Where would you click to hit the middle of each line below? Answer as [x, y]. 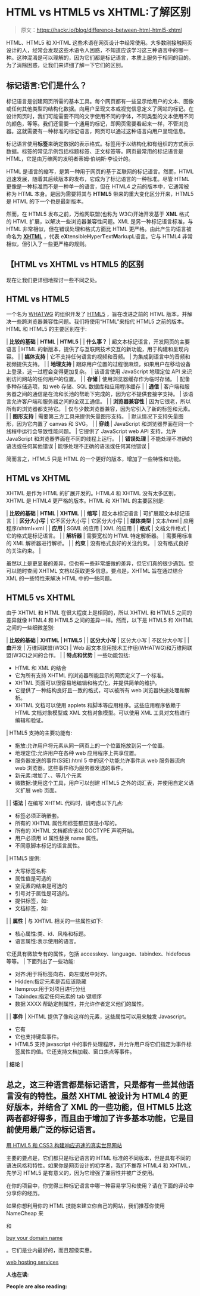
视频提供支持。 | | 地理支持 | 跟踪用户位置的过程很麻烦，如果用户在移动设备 [99, 364]
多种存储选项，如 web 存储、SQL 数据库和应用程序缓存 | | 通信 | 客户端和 [96, 386]
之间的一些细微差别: [31, 627]
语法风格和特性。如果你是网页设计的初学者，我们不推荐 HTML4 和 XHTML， [100, 1165]
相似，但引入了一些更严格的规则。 [48, 244]
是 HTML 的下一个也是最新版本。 [46, 201]
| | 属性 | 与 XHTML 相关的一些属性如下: [54, 921]
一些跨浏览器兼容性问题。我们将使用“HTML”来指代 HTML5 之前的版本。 [99, 322]
